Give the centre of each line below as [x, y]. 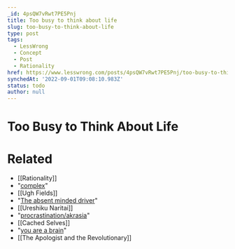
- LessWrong [31, 46]
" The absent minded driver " [57, 201]
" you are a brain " [42, 230]
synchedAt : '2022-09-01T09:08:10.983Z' [65, 79]
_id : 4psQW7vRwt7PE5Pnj [42, 14]
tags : [15, 40]
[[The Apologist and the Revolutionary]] [74, 238]
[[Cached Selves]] [44, 223]
